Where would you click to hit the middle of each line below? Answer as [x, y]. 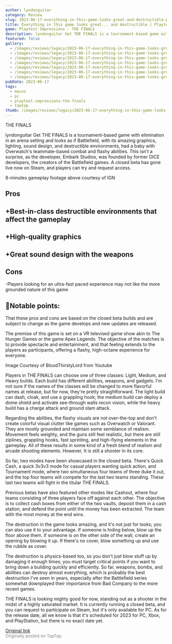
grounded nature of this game [37, 290]
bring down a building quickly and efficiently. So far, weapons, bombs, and [84, 567]
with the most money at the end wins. [45, 514]
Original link [18, 631]
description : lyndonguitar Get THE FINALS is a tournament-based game [82, 34]
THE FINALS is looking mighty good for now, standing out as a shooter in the [86, 599]
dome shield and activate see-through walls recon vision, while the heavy [83, 403]
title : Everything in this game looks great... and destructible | [79, 24]
